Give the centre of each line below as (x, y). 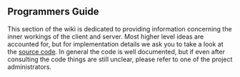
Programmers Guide (53, 12)
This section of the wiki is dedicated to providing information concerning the (120, 29)
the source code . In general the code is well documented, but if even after (116, 51)
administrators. (30, 66)
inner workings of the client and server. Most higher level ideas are (106, 36)
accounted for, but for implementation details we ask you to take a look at (115, 44)
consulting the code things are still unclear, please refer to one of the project (120, 59)
